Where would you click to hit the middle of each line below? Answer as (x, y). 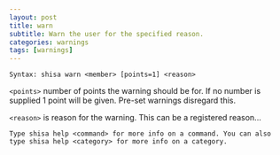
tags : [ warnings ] (41, 50)
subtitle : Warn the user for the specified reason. (106, 34)
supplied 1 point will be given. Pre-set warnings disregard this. (123, 101)
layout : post (33, 17)
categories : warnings (49, 42)
